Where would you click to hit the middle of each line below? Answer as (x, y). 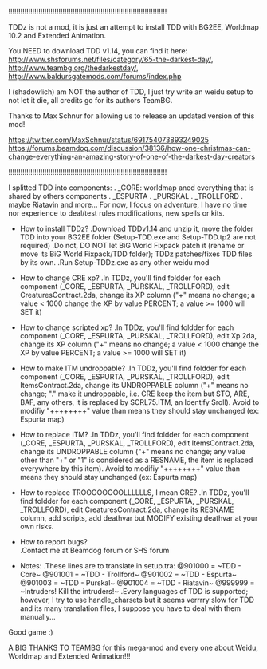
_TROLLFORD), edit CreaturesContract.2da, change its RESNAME (127, 509)
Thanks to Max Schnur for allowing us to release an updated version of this (132, 116)
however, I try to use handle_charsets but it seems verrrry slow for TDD (137, 600)
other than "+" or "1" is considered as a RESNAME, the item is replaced (136, 460)
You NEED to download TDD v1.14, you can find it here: (98, 51)
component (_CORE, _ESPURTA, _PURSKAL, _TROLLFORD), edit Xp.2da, (138, 336)
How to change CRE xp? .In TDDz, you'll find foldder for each (120, 278)
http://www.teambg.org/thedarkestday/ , (73, 68)
